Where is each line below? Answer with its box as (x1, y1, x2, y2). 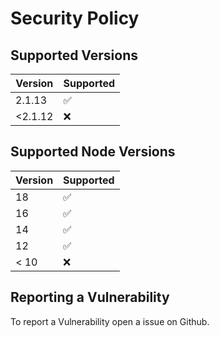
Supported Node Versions (10, 143, 176, 161)
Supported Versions (10, 47, 138, 64)
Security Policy (10, 7, 140, 30)
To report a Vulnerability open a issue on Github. (10, 315, 210, 327)
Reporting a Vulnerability (10, 289, 170, 306)
